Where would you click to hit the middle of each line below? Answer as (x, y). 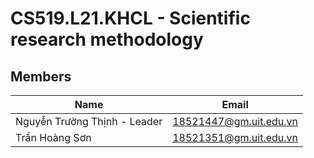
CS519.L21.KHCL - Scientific (130, 18)
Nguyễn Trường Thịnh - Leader (89, 121)
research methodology (107, 39)
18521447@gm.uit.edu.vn (235, 121)
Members (41, 76)
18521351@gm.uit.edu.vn (235, 137)
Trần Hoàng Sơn (53, 137)
